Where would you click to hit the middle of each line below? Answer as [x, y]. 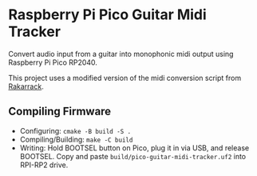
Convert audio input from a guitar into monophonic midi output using [121, 54]
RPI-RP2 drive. [44, 165]
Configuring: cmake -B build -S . [75, 130]
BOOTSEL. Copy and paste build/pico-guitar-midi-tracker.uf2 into [132, 156]
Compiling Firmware [60, 112]
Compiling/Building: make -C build [76, 139]
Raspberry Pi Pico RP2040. [53, 62]
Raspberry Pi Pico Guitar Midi [108, 15]
